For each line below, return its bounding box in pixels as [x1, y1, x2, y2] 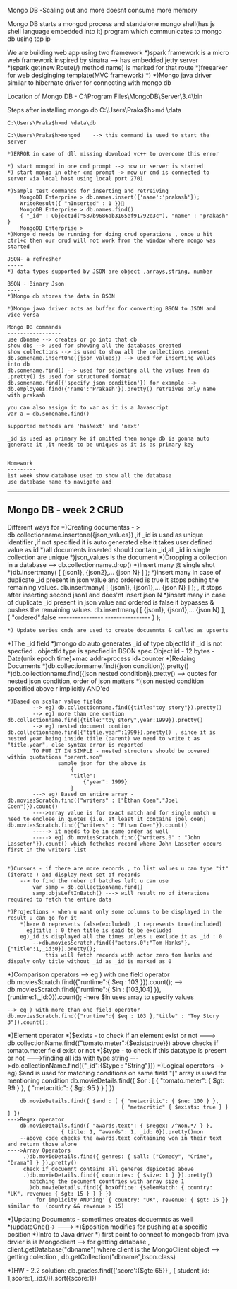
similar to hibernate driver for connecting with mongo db [7, 78, 171, 87]
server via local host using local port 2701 [7, 175, 143, 182]
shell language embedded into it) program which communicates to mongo [7, 28, 222, 35]
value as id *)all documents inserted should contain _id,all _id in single [7, 545, 211, 554]
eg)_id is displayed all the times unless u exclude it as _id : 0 [20, 933, 222, 940]
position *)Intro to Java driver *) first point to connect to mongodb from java [7, 1230, 229, 1238]
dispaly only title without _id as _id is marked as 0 [7, 957, 172, 964]
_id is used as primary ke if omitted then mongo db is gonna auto [7, 435, 210, 442]
